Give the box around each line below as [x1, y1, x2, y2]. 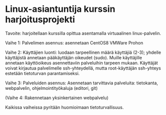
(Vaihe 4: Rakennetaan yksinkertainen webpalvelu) [5, 95, 109, 101]
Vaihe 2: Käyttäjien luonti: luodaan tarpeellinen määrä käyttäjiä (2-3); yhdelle [5, 49, 161, 55]
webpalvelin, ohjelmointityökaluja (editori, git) [5, 85, 98, 91]
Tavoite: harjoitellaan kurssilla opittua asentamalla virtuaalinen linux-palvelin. [5, 30, 161, 36]
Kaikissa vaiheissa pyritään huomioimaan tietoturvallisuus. [5, 104, 124, 110]
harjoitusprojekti [5, 14, 75, 25]
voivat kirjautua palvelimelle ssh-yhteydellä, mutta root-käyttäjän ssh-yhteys [5, 65, 161, 71]
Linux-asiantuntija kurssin [5, 3, 115, 15]
